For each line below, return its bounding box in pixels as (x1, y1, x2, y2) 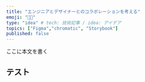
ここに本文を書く (6, 48, 48, 55)
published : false (6, 31, 49, 37)
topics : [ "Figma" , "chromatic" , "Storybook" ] (6, 25, 118, 31)
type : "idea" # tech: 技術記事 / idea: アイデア (6, 20, 122, 26)
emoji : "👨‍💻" (6, 14, 36, 20)
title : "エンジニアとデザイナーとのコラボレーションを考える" (6, 8, 141, 15)
